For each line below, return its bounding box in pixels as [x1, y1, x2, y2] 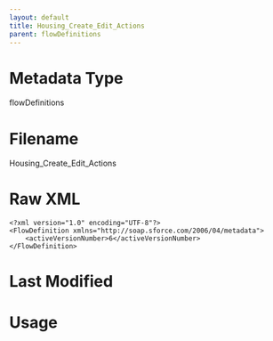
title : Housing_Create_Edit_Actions [9, 21, 145, 30]
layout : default [9, 12, 69, 22]
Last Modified [9, 272, 114, 292]
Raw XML [9, 189, 81, 209]
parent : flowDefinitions [9, 29, 101, 38]
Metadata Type [9, 68, 124, 88]
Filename [9, 128, 79, 149]
